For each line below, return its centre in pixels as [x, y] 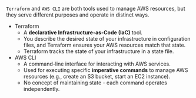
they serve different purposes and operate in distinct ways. [78, 15]
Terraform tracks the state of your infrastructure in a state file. [99, 51]
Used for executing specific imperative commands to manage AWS [106, 70]
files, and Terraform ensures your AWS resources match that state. [104, 45]
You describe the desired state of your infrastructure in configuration [107, 39]
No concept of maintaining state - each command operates [95, 83]
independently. [41, 89]
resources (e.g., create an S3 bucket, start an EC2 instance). [97, 76]
